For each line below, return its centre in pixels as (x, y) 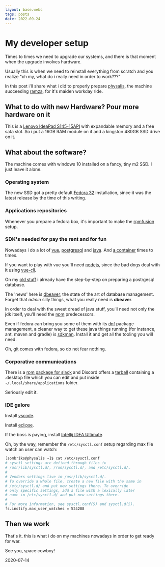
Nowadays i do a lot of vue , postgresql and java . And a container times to (79, 250)
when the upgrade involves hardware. (43, 62)
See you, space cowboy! (30, 550)
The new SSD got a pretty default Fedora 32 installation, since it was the (78, 193)
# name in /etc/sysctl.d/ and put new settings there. (62, 495)
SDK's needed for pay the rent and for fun (56, 239)
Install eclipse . (20, 425)
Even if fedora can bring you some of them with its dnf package (69, 324)
